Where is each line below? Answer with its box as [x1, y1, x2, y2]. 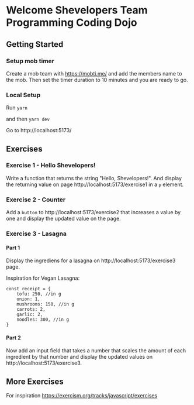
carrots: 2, [16, 307, 46, 313]
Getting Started [6, 39, 64, 49]
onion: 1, [16, 296, 41, 302]
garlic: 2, [16, 311, 43, 318]
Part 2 [6, 334, 22, 341]
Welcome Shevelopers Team [6, 4, 148, 17]
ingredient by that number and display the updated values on [6, 353, 153, 361]
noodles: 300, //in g [16, 317, 69, 322]
